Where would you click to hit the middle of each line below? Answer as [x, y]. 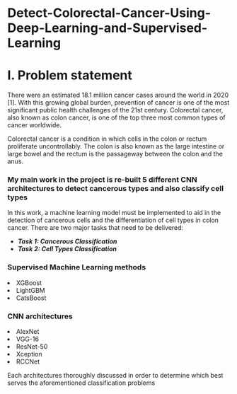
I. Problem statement [70, 75]
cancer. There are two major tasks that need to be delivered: [96, 228]
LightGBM [31, 290]
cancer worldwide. [35, 125]
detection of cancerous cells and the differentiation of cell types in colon [113, 220]
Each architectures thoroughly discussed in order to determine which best [115, 376]
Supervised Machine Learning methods [77, 267]
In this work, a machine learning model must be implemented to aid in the [114, 213]
